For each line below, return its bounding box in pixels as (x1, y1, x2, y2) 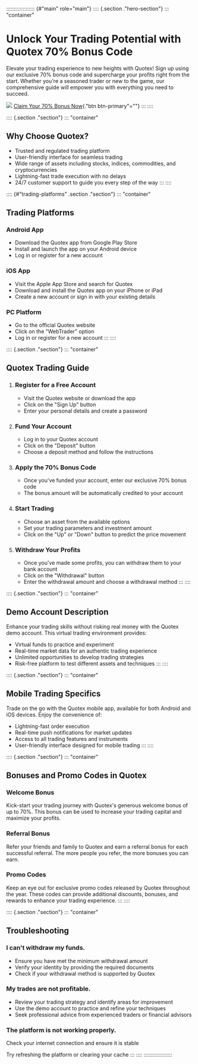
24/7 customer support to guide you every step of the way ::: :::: (14, 179, 172, 186)
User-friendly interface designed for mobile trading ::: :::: (14, 742, 154, 749)
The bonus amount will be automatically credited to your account (23, 490, 183, 497)
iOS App (6, 267, 31, 275)
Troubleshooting (6, 925, 70, 936)
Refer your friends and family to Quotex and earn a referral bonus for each (6, 843, 188, 850)
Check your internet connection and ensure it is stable (6, 1040, 139, 1047)
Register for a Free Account (14, 381, 96, 389)
